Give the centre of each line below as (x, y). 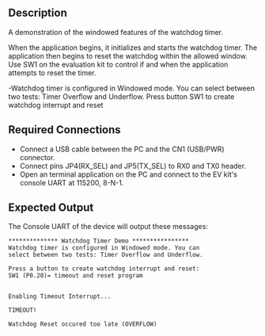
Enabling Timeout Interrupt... (60, 296)
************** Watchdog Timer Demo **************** (99, 241)
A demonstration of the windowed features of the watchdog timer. (116, 32)
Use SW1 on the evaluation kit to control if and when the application (118, 64)
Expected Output (51, 208)
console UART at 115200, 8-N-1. (72, 182)
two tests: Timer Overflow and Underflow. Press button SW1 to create (121, 96)
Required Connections (64, 130)
